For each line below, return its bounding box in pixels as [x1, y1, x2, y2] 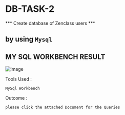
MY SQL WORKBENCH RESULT [5, 52, 106, 61]
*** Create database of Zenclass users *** [5, 20, 96, 26]
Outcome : [5, 95, 28, 101]
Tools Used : [5, 76, 32, 82]
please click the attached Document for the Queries [5, 105, 120, 110]
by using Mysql [5, 35, 53, 44]
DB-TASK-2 [5, 3, 55, 15]
